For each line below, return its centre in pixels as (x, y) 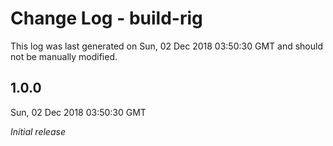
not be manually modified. (64, 56)
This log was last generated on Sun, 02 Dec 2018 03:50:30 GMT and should (166, 46)
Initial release (38, 131)
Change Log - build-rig (106, 18)
